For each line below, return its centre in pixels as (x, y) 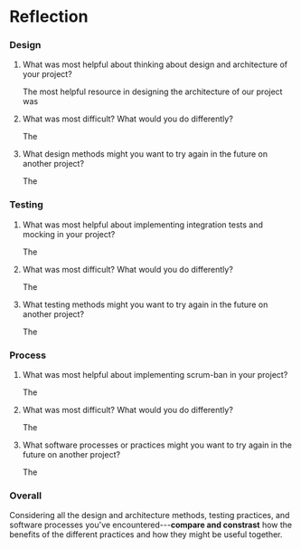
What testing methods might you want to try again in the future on (145, 304)
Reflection (49, 17)
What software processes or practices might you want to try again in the (157, 445)
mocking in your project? (69, 234)
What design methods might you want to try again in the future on (145, 154)
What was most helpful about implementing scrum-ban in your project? (155, 375)
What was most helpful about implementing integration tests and (143, 225)
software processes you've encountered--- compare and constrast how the (150, 525)
